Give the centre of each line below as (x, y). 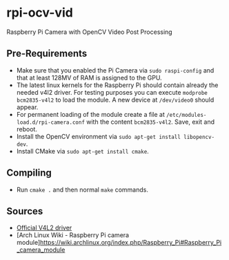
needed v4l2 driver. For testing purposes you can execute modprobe (112, 92)
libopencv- (199, 137)
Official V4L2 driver (44, 228)
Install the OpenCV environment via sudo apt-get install (98, 136)
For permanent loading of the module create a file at (90, 114)
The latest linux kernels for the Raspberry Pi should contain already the (117, 85)
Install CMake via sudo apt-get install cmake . (82, 151)
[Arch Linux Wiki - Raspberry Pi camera (72, 235)
